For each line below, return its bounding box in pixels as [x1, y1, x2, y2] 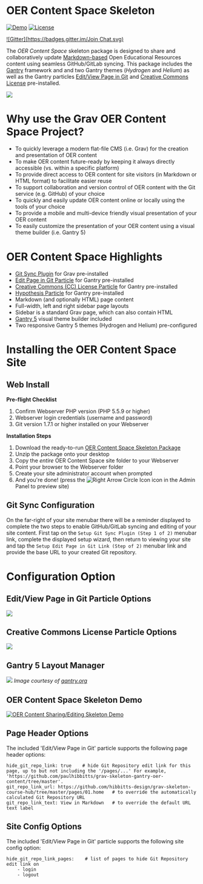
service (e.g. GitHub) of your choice [15, 190, 105, 197]
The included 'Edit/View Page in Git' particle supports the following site [6, 837, 184, 845]
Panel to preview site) [15, 483, 70, 490]
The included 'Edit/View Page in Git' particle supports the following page [6, 744, 188, 752]
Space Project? [6, 125, 84, 139]
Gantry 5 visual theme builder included [15, 315, 112, 322]
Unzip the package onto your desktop [15, 450, 110, 458]
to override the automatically [117, 789, 197, 795]
